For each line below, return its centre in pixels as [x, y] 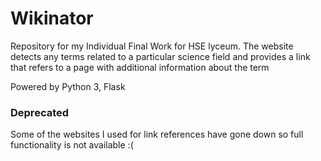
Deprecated [40, 112]
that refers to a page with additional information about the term [140, 67]
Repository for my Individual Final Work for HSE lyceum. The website [152, 46]
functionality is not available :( [72, 145]
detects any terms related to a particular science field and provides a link [160, 56]
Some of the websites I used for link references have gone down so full [157, 134]
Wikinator [52, 18]
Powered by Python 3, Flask [68, 86]
